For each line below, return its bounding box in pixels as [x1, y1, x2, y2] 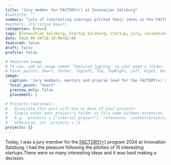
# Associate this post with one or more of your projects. [5, 106, 138, 111]
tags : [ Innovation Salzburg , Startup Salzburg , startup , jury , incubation [5, 31, 167, 36]
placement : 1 [10, 92, 38, 97]
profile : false [5, 50, 38, 55]
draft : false [5, 45, 33, 50]
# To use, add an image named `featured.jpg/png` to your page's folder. [5, 64, 165, 69]
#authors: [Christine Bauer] [5, 21, 67, 27]
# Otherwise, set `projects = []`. [5, 120, 85, 125]
